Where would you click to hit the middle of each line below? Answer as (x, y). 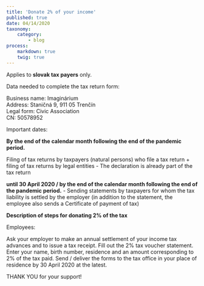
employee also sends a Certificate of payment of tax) (73, 203)
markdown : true (36, 52)
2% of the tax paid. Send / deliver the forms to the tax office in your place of (102, 258)
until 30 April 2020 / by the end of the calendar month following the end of (102, 184)
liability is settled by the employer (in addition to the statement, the (90, 197)
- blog (36, 40)
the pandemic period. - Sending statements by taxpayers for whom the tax (100, 190)
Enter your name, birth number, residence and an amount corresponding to (100, 252)
